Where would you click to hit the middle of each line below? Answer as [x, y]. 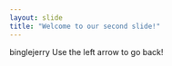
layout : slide [36, 18]
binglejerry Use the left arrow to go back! [86, 52]
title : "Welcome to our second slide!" [85, 26]
